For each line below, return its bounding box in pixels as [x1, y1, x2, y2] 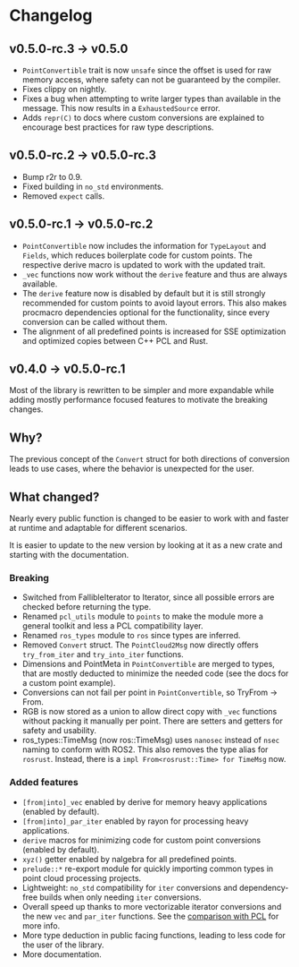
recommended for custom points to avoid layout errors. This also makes [21, 297, 287, 308]
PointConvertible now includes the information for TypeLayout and [21, 240, 267, 251]
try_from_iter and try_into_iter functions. [21, 649, 185, 660]
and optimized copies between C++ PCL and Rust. [21, 335, 208, 346]
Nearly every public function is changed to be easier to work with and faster [9, 513, 289, 524]
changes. [9, 404, 44, 415]
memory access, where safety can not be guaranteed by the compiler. [21, 74, 281, 85]
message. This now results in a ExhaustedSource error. [21, 103, 220, 113]
